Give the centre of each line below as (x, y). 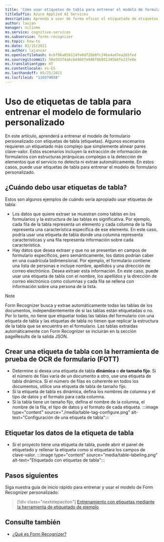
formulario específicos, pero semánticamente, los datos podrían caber (83, 255)
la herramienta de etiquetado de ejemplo (58, 507)
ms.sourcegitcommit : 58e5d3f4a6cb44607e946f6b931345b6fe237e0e (71, 59)
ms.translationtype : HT (29, 64)
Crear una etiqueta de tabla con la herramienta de (82, 351)
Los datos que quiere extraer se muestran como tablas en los (74, 214)
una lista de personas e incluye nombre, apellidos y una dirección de (81, 266)
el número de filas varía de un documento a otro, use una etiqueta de (82, 376)
